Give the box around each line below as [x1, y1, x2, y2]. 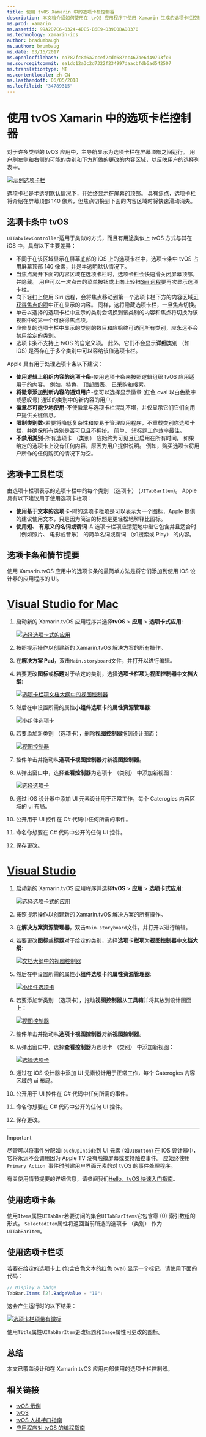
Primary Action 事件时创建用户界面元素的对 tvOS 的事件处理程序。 [7, 1162, 176, 1170]
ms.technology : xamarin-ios [7, 32, 79, 38]
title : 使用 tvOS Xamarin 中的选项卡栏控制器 [7, 9, 115, 15]
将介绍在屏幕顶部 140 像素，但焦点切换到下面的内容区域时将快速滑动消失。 [7, 197, 196, 204]
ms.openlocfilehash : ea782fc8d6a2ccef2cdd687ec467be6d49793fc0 [7, 55, 172, 61]
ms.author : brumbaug [7, 44, 60, 50]
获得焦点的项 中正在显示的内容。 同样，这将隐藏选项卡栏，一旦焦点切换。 [15, 301, 200, 308]
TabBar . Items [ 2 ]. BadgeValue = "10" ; [7, 1290, 103, 1297]
